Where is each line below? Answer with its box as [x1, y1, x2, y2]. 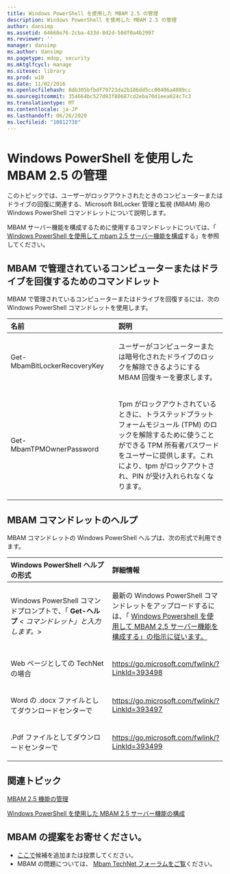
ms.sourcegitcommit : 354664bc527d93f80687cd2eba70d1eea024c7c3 [7, 93, 192, 100]
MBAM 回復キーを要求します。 [118, 372, 217, 382]
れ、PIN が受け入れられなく [118, 471, 207, 481]
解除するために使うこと [139, 430, 215, 440]
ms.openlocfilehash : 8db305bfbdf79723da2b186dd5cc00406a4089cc [7, 87, 192, 93]
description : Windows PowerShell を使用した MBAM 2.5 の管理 [7, 16, 177, 23]
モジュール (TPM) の [145, 420, 211, 429]
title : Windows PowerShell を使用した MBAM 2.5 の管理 [7, 10, 159, 17]
